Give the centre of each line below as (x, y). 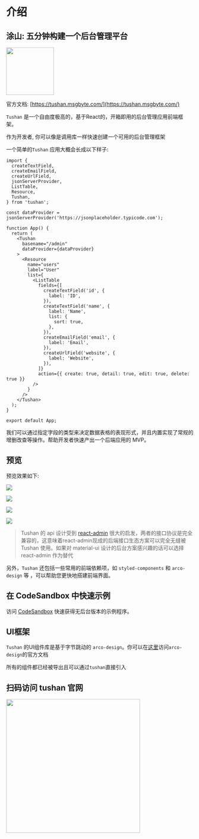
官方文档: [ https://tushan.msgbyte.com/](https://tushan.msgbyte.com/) (93, 104)
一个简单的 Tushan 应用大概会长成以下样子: (57, 149)
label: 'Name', (67, 311)
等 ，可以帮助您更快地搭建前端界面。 (69, 575)
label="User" (44, 270)
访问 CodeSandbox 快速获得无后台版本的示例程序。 (69, 611)
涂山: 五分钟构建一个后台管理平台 (67, 36)
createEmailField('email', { (80, 338)
